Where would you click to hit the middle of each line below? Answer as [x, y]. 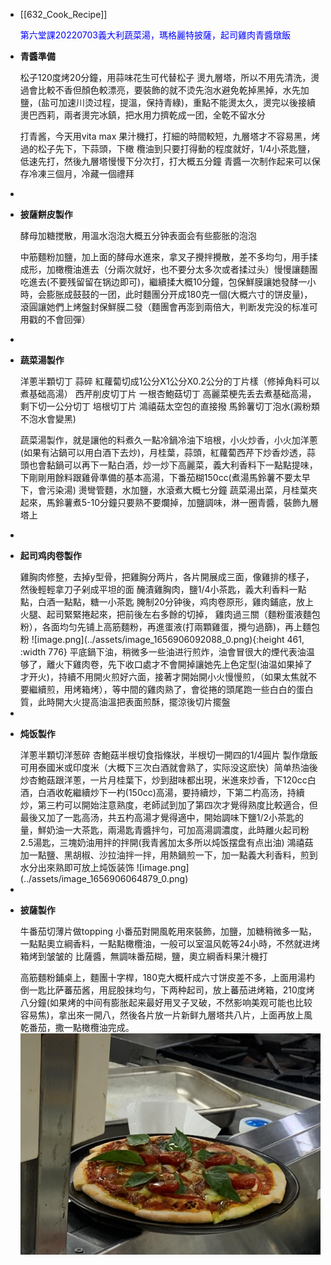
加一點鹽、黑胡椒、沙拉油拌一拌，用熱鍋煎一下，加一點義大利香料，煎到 [168, 855]
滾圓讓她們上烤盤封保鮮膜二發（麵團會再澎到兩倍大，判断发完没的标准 [164, 307]
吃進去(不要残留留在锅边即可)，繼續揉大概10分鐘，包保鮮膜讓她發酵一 [163, 282]
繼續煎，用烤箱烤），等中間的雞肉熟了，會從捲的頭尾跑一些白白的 [162, 689]
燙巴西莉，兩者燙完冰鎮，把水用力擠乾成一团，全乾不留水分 [142, 115]
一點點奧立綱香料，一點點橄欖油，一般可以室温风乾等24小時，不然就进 [165, 943]
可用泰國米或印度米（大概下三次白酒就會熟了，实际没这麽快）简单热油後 [168, 767]
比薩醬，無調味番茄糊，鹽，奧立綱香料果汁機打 [171, 956]
